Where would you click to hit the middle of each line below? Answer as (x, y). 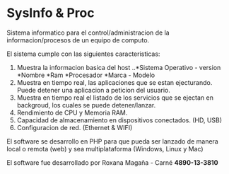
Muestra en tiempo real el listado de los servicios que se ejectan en (115, 98)
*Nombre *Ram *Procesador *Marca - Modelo (86, 75)
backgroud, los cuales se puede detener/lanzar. (86, 105)
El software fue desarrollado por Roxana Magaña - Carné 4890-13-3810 (112, 162)
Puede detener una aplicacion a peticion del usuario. (93, 90)
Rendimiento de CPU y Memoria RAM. (72, 112)
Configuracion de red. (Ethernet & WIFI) (75, 127)
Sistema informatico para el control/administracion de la (88, 33)
